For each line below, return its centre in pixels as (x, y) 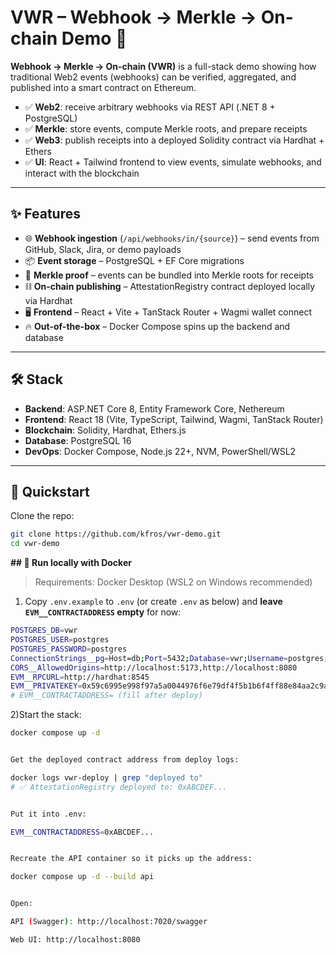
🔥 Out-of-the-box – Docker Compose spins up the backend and (157, 326)
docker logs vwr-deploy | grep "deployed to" (106, 777)
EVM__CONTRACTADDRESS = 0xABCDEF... (82, 832)
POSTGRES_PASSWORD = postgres (69, 649)
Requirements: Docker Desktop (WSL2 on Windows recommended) (173, 582)
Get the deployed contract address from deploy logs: (125, 760)
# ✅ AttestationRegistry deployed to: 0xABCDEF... (119, 787)
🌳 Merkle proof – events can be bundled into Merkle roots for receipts (169, 275)
